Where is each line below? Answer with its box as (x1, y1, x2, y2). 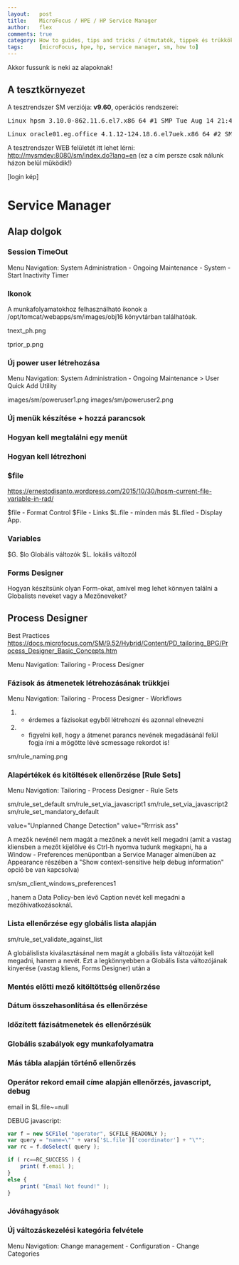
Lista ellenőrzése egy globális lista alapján (7, 918, 156, 928)
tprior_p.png (7, 340, 44, 348)
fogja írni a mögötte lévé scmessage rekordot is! (28, 738, 169, 747)
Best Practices (7, 631, 50, 639)
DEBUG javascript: (7, 1116, 62, 1124)
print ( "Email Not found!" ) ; (20, 1182, 110, 1190)
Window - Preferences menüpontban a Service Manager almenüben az (7, 850, 216, 859)
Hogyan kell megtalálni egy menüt (7, 432, 128, 442)
